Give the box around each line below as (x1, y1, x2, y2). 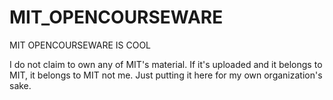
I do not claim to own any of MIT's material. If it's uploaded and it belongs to (9, 58, 323, 70)
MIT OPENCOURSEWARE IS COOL (9, 39, 152, 51)
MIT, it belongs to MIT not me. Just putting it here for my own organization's (9, 69, 323, 81)
